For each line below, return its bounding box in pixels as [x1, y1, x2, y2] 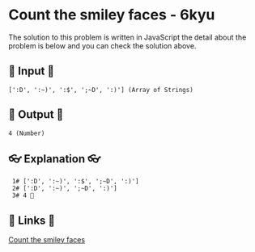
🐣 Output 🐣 [8, 107, 64, 122]
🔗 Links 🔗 [8, 213, 56, 227]
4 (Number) [8, 129, 45, 137]
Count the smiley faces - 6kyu [8, 6, 215, 24]
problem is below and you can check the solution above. [8, 40, 197, 50]
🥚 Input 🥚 [8, 65, 55, 78]
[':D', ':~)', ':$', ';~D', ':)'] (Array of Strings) [8, 86, 194, 94]
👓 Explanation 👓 [8, 152, 101, 166]
